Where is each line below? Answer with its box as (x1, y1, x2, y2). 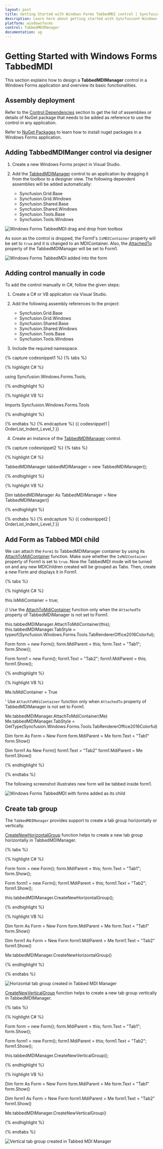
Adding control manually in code (5, 269, 105, 277)
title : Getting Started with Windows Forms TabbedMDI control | (5, 12, 138, 17)
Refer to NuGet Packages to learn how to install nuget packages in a (5, 129, 142, 135)
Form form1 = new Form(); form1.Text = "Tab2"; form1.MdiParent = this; (5, 656, 147, 662)
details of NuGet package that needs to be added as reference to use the (5, 114, 151, 120)
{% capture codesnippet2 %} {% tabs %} (5, 445, 88, 451)
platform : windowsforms (5, 20, 53, 26)
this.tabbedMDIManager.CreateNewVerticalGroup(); (5, 1053, 109, 1058)
